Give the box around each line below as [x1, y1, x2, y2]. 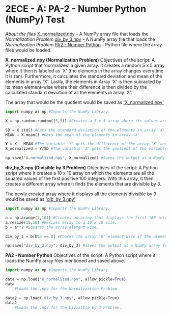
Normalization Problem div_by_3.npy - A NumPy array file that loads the [5, 36, 155, 42]
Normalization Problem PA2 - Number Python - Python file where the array [5, 41, 162, 47]
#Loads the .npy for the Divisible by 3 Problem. [14, 305, 122, 310]
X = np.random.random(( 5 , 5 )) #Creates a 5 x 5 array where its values [5, 118, 158, 123]
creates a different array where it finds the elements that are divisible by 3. [5, 181, 162, 187]
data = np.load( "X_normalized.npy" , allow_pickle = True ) [5, 277, 126, 282]
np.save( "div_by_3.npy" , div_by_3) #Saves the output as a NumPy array [5, 243, 160, 248]
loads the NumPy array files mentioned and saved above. [5, 258, 126, 264]
